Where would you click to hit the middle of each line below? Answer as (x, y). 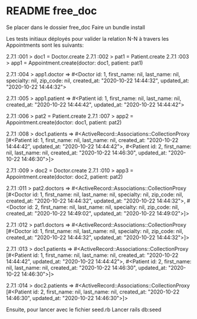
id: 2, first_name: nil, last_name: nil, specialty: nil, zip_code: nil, (104, 207)
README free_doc (52, 11)
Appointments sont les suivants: (45, 45)
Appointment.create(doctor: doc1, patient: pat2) (64, 122)
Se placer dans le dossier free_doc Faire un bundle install (76, 27)
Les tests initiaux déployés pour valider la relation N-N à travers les (88, 38)
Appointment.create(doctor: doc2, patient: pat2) (65, 176)
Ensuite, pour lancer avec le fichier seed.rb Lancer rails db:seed (84, 310)
